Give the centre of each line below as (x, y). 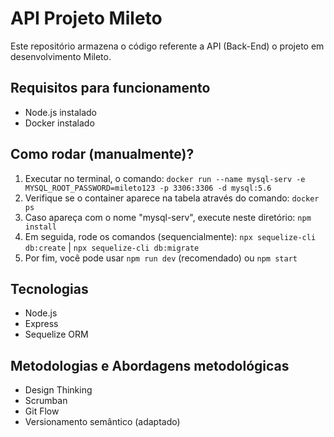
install (40, 227)
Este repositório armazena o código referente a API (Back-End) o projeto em (167, 46)
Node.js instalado (61, 112)
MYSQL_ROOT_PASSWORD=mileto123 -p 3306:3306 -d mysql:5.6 (148, 188)
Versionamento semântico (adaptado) (102, 422)
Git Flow (42, 411)
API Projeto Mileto (86, 18)
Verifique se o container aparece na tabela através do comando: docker (172, 198)
